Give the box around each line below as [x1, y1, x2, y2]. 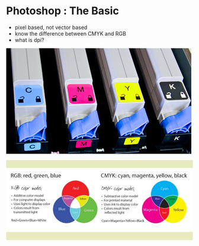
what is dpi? [14, 36, 44, 43]
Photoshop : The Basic [6, 4, 120, 18]
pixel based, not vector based [14, 24, 88, 31]
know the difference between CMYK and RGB [14, 30, 126, 37]
